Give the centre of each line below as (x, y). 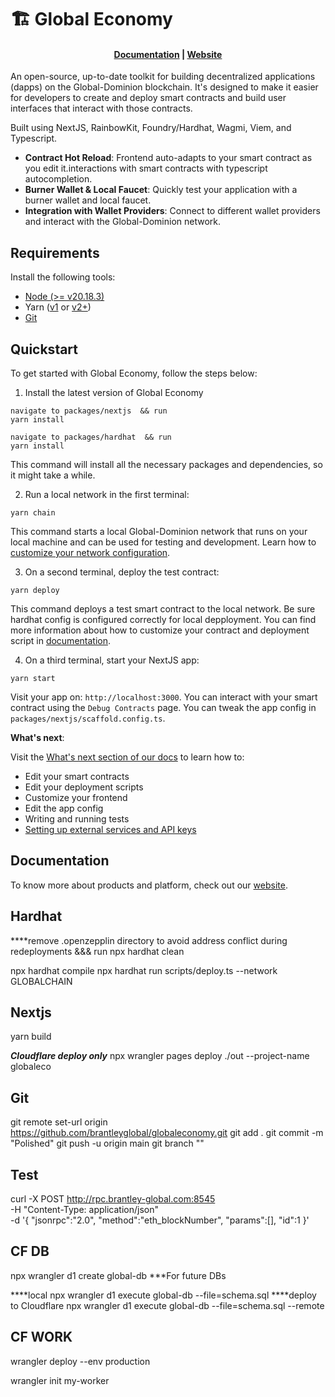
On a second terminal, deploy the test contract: (122, 572)
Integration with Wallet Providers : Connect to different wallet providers (172, 211)
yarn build (31, 1037)
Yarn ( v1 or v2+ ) (58, 307)
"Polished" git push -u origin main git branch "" (107, 1143)
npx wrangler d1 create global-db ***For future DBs (118, 1275)
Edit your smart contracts (77, 777)
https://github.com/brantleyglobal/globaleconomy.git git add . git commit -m (167, 1133)
